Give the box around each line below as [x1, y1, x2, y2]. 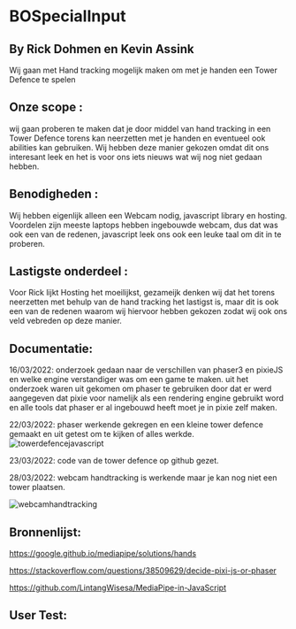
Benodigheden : [9, 187, 99, 202]
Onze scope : [9, 100, 84, 115]
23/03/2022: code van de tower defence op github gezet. [9, 456, 219, 466]
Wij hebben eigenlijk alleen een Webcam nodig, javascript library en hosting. [9, 210, 287, 220]
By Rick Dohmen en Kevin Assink [9, 42, 194, 57]
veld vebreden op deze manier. [9, 316, 122, 326]
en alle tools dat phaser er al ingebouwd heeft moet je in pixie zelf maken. [9, 403, 277, 413]
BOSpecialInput [9, 6, 126, 27]
